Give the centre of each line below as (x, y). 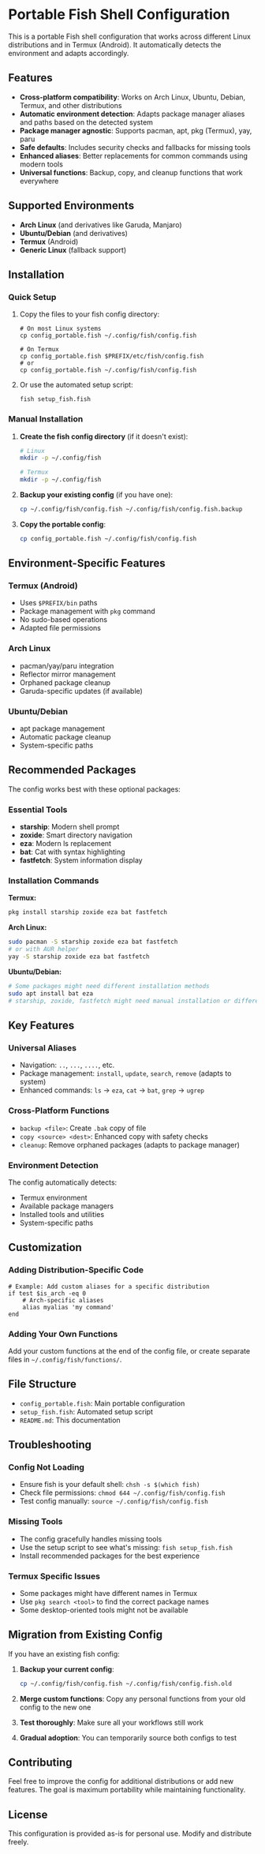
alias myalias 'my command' (68, 1307)
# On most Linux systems (60, 329)
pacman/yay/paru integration (67, 665)
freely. (19, 1842)
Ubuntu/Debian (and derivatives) (74, 233)
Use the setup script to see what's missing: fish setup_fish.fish (126, 1547)
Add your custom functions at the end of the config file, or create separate (129, 1350)
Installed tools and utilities (62, 1214)
